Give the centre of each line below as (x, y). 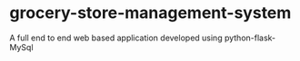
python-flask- (250, 38)
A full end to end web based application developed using (116, 38)
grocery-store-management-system (150, 13)
